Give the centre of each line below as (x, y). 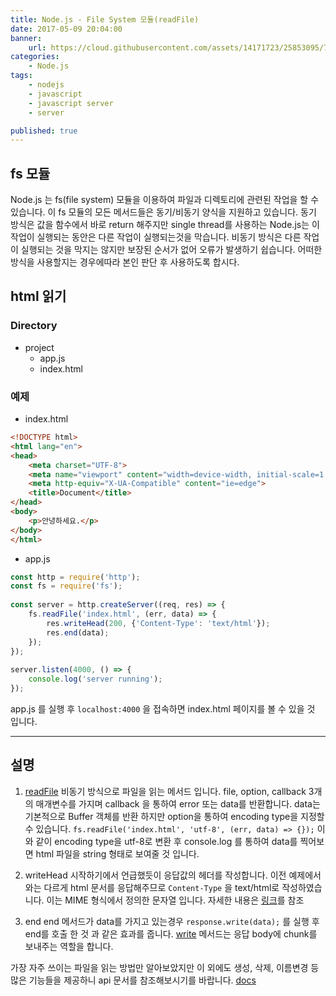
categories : (35, 57)
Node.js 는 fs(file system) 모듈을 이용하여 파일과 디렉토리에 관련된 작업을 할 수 (165, 200)
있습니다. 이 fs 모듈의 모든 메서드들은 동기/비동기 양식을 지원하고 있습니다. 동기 (163, 212)
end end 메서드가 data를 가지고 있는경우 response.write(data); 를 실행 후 (172, 921)
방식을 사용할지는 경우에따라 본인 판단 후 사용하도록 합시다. (125, 262)
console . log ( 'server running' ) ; (95, 679)
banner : (26, 38)
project (39, 347)
